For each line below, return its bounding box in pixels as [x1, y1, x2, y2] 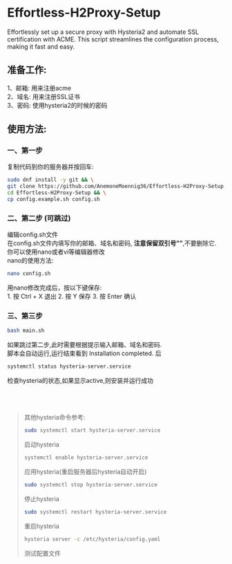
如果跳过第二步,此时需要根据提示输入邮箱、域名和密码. [7, 341, 162, 349]
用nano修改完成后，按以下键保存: [7, 283, 102, 292]
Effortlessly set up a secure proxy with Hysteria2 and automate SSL [7, 28, 199, 36]
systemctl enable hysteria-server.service [23, 454, 148, 461]
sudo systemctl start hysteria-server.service [23, 427, 161, 434]
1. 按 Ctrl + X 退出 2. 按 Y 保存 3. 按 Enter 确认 [7, 292, 137, 301]
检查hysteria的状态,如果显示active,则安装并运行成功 [7, 377, 154, 385]
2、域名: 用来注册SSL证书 [7, 92, 81, 101]
